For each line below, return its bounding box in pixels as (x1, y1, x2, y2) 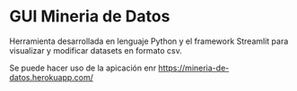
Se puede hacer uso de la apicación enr (9, 62, 157, 73)
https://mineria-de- (158, 62, 230, 73)
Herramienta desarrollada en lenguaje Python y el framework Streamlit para (9, 36, 289, 46)
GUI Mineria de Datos (9, 6, 170, 27)
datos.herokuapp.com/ (9, 71, 94, 82)
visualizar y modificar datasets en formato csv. (9, 45, 182, 55)
